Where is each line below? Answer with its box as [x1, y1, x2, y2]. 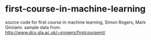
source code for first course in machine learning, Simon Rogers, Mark [5, 19, 146, 25]
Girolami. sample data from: [5, 24, 61, 30]
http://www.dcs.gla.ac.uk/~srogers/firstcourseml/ [5, 29, 105, 35]
